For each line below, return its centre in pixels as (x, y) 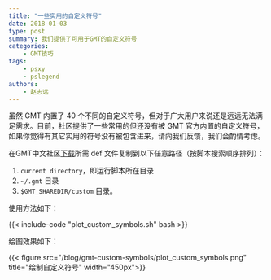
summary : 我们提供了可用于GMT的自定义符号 (73, 39)
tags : (17, 62)
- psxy (34, 69)
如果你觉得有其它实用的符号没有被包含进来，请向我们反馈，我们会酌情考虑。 (137, 136)
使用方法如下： (33, 208)
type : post (27, 31)
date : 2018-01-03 (38, 24)
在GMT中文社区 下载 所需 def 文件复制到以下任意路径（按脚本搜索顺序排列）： (136, 153)
